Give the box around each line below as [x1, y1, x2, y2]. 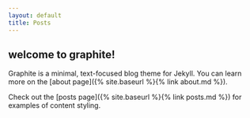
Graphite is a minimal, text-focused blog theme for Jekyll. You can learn [8, 68, 242, 79]
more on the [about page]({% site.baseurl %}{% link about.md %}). [8, 77, 228, 87]
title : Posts [8, 19, 51, 27]
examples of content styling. [8, 101, 101, 110]
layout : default [8, 11, 62, 20]
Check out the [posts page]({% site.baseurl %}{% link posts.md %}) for [8, 92, 242, 102]
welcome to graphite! [8, 48, 116, 61]
